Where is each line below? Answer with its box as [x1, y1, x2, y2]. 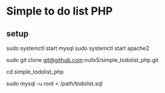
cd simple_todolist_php [6, 68, 64, 75]
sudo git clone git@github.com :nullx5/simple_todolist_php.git [6, 57, 159, 63]
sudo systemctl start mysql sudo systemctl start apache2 [6, 44, 150, 52]
